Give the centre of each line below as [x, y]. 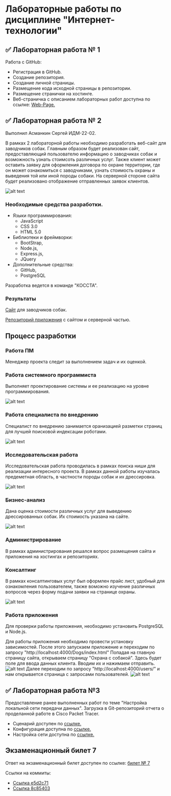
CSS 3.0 [29, 227]
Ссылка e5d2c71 [30, 783]
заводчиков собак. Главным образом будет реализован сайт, [72, 148]
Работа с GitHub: [23, 62]
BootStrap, [32, 243]
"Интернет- [89, 20]
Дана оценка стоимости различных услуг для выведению [68, 511]
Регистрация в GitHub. [37, 72]
